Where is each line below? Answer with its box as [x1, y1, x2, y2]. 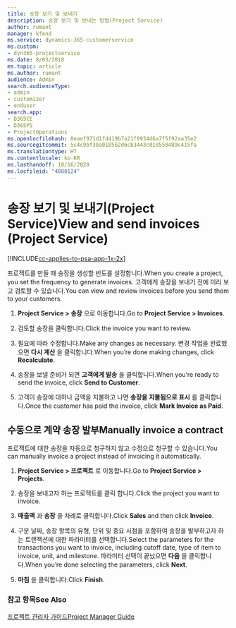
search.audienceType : [7, 83, 71, 90]
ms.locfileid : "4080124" [7, 167, 80, 175]
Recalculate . [17, 356, 55, 364]
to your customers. [7, 294, 62, 303]
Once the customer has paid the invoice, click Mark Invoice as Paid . [25, 401, 223, 410]
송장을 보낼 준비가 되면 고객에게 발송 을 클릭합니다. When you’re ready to [17, 370, 220, 378]
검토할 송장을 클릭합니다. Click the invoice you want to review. [17, 324, 192, 332]
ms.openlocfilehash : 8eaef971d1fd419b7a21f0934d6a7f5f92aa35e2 [7, 135, 197, 142]
